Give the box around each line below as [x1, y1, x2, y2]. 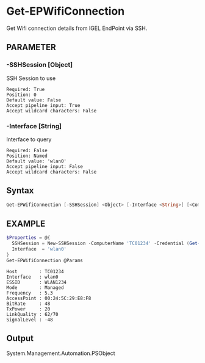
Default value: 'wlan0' [6, 158, 67, 164]
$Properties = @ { [6, 235, 51, 241]
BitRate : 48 [6, 301, 51, 307]
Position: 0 [6, 92, 37, 98]
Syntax [6, 185, 34, 196]
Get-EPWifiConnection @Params [6, 257, 84, 263]
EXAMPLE [6, 219, 46, 229]
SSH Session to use [6, 75, 56, 82]
